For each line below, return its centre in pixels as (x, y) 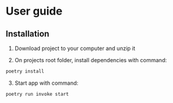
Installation (28, 34)
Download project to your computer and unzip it (75, 48)
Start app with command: (46, 83)
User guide (34, 11)
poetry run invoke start (37, 94)
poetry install (25, 71)
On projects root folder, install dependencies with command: (91, 60)
